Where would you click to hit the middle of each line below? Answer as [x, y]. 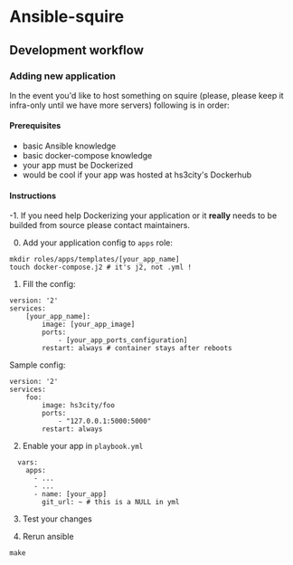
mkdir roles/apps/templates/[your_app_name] [95, 260]
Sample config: [38, 365]
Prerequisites [35, 126]
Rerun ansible [48, 537]
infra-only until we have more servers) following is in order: [119, 105]
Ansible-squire [67, 17]
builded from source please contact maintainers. [100, 225]
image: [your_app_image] [89, 325]
